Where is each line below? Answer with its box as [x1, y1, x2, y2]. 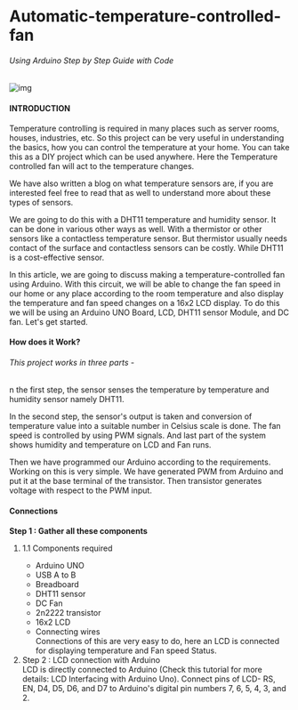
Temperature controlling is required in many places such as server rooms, [9, 123, 280, 133]
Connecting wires [35, 625, 101, 637]
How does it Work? [9, 336, 81, 348]
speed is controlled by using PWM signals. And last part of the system [9, 430, 267, 441]
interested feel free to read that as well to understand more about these [9, 187, 271, 198]
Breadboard [35, 578, 80, 589]
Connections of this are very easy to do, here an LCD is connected [35, 635, 280, 646]
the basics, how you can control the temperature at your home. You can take [9, 141, 290, 152]
